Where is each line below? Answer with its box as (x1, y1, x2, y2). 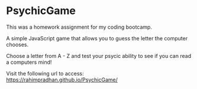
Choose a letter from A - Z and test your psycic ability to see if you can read (6, 52, 191, 59)
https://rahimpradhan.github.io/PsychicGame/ (6, 76, 118, 83)
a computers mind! (6, 59, 52, 66)
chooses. (6, 41, 29, 48)
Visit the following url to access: (6, 70, 84, 77)
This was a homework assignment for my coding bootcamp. (6, 23, 153, 30)
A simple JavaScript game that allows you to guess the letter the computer (6, 35, 188, 42)
